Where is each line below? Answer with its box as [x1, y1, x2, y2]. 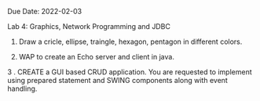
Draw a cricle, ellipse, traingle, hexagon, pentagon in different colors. [18, 37, 243, 46]
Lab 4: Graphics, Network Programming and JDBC [7, 22, 170, 31]
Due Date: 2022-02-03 [7, 7, 82, 16]
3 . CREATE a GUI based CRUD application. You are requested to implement [7, 67, 252, 77]
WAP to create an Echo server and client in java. [18, 52, 174, 61]
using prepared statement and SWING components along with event [7, 76, 229, 85]
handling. [7, 84, 38, 93]
